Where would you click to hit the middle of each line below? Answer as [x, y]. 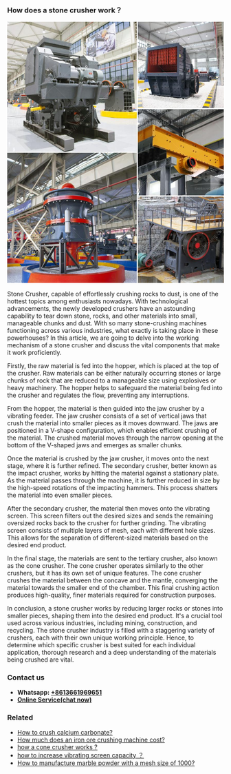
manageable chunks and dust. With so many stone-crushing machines [107, 323]
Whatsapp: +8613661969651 [59, 692]
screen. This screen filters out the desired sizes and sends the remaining [110, 516]
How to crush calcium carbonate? [65, 733]
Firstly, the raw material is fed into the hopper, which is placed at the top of [113, 365]
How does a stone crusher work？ [65, 10]
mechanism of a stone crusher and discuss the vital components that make [113, 345]
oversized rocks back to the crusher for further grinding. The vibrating [107, 523]
